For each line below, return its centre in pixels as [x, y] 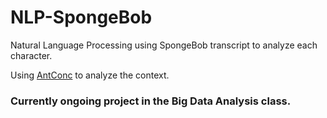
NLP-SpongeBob [81, 17]
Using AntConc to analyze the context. [90, 75]
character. [31, 55]
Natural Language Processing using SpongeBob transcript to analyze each [164, 45]
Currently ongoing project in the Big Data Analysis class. [151, 101]
